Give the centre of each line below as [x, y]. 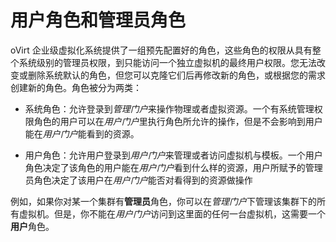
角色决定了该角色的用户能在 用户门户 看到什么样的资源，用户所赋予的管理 [173, 167]
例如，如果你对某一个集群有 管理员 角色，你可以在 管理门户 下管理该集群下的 [163, 201]
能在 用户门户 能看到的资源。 [82, 133]
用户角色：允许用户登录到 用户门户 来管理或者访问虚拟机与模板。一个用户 [173, 155]
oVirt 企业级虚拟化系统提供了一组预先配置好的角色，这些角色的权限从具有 [161, 50]
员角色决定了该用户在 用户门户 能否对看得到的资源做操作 [138, 180]
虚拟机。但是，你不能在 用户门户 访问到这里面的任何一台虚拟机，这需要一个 [172, 213]
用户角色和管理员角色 [98, 20]
